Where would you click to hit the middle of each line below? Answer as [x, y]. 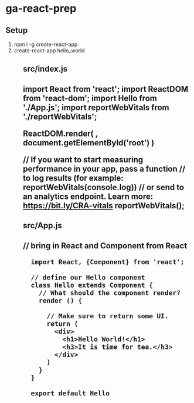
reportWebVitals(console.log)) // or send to [103, 187]
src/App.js [42, 226]
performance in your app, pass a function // [104, 169]
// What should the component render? [110, 293]
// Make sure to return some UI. [108, 316]
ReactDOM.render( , [60, 133]
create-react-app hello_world [49, 51]
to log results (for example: [73, 178]
